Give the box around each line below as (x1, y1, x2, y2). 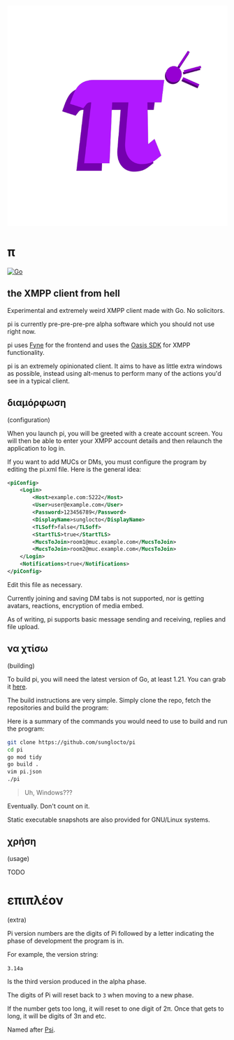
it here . (7, 682, 28, 691)
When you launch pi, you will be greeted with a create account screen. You (7, 429, 223, 437)
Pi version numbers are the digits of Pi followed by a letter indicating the (7, 929, 214, 937)
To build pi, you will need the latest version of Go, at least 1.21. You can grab (7, 675, 226, 683)
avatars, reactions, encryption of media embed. (7, 601, 145, 610)
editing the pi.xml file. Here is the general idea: (7, 465, 142, 473)
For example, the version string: (7, 950, 99, 958)
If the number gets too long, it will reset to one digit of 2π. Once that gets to (7, 1004, 224, 1013)
